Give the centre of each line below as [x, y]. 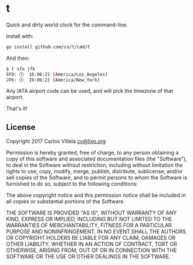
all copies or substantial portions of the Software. [65, 202]
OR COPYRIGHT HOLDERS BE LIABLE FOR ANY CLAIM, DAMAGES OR [91, 238]
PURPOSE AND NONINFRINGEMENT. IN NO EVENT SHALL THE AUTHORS [96, 232]
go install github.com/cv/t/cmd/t [48, 47]
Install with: [20, 36]
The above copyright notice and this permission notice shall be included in [96, 195]
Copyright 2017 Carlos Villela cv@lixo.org [56, 141]
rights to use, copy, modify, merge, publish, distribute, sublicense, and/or [94, 172]
